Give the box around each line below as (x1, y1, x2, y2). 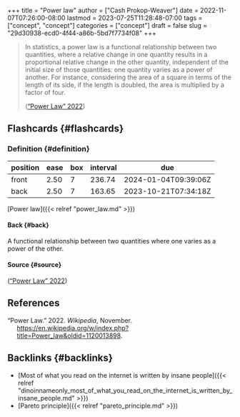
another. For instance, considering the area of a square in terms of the (24, 73, 232, 81)
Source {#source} (7, 261, 62, 269)
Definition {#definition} (7, 144, 91, 154)
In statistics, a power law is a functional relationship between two (24, 43, 217, 51)
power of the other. (7, 244, 64, 253)
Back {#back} (7, 221, 49, 229)
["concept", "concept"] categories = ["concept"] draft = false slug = (7, 21, 208, 29)
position (11, 162, 40, 172)
